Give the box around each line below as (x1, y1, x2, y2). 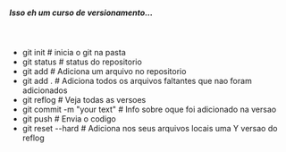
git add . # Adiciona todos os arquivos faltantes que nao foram (21, 75, 252, 86)
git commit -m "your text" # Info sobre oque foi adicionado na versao (21, 104, 277, 114)
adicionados (21, 85, 68, 96)
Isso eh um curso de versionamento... (9, 7, 154, 18)
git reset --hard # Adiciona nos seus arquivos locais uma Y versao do (21, 122, 278, 133)
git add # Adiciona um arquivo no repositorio (21, 65, 187, 76)
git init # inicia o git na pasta (21, 46, 127, 57)
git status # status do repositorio (21, 56, 143, 67)
